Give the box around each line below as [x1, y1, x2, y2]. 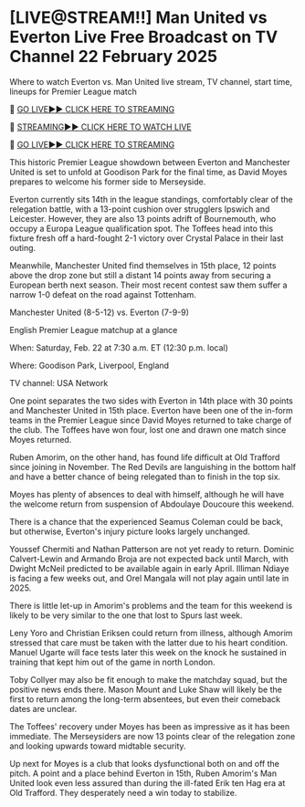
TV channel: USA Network [9, 377, 109, 388]
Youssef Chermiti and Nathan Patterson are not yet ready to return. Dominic [9, 543, 295, 554]
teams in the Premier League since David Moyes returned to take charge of [9, 414, 292, 425]
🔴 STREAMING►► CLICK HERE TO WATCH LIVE [9, 121, 192, 132]
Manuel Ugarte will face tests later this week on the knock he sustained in [9, 646, 287, 657]
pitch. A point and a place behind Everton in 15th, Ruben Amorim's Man [9, 768, 277, 779]
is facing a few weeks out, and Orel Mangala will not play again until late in [9, 572, 289, 583]
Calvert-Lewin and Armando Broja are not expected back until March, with [9, 553, 289, 564]
